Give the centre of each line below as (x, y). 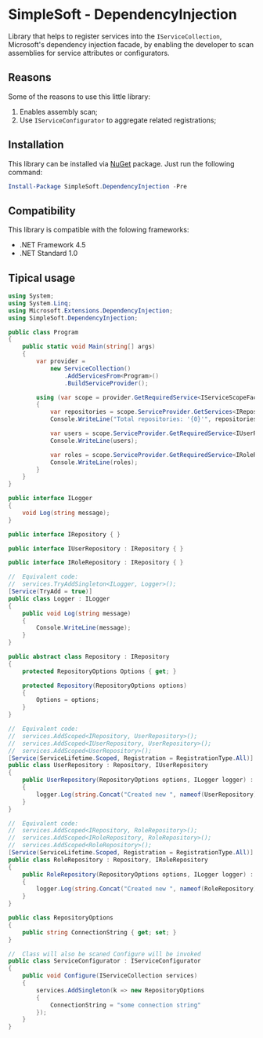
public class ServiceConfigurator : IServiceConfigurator (104, 961)
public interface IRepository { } (65, 534)
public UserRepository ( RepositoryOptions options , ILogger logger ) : (138, 780)
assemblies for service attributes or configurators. (89, 53)
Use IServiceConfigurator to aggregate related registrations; (118, 120)
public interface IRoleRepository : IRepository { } (96, 563)
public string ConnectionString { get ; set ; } (99, 932)
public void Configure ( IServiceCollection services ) (110, 976)
